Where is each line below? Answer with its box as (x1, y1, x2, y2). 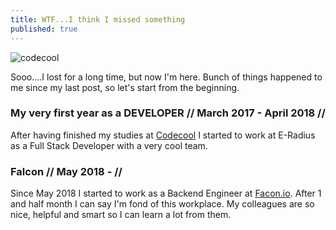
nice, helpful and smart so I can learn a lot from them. (10, 209, 232, 221)
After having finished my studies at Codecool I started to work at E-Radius (10, 129, 316, 141)
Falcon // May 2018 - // (10, 164, 123, 178)
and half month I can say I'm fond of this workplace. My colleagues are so (10, 198, 315, 210)
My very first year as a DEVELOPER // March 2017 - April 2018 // (10, 106, 326, 120)
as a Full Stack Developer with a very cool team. (10, 139, 208, 151)
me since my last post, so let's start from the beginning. (10, 81, 240, 93)
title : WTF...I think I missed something (10, 14, 186, 25)
